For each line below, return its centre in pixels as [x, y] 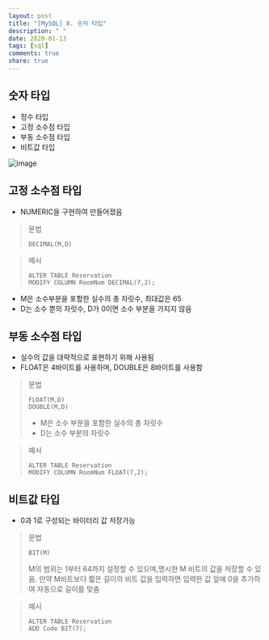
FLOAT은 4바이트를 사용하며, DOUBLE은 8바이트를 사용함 [111, 368]
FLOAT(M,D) [46, 400]
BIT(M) [39, 553]
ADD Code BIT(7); [57, 629]
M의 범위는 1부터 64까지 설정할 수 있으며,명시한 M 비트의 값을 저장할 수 [140, 569]
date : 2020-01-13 [38, 38]
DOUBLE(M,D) [48, 407]
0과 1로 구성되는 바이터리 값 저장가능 [78, 520]
